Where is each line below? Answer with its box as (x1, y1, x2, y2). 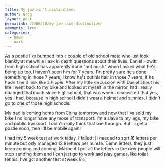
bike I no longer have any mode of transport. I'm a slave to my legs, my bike (5, 115, 159, 121)
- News (9, 35, 23, 40)
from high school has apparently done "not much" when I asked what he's (5, 63, 156, 69)
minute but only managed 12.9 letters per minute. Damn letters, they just (5, 140, 152, 146)
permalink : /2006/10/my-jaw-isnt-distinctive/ (5, 21, 102, 26)
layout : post (5, 16, 32, 21)
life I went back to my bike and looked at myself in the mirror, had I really (5, 84, 152, 90)
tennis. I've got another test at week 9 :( (5, 156, 86, 162)
